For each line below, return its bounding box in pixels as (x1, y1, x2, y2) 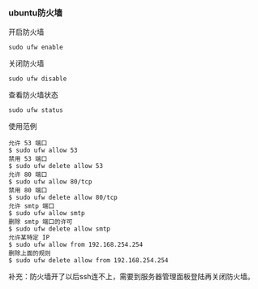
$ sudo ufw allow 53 (8, 146, 79, 155)
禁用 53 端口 (8, 155, 48, 163)
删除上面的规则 (8, 249, 51, 257)
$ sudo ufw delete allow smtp (8, 225, 111, 233)
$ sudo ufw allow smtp (8, 209, 85, 218)
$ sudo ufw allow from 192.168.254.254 (8, 241, 144, 249)
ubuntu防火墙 (8, 6, 63, 18)
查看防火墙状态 (8, 90, 58, 100)
